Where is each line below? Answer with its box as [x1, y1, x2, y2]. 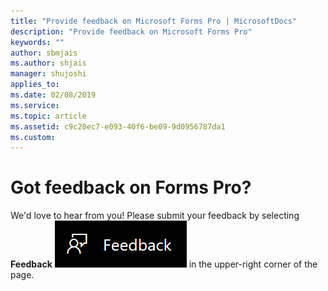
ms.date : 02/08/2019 [10, 90, 97, 100]
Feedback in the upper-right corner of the [10, 258, 318, 270]
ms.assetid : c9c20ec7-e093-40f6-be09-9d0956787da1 [10, 121, 226, 132]
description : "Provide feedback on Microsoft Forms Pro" [10, 26, 253, 37]
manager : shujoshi [10, 69, 87, 79]
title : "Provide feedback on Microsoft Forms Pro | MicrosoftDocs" [10, 16, 298, 26]
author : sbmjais [10, 48, 78, 58]
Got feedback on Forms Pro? [10, 176, 252, 199]
